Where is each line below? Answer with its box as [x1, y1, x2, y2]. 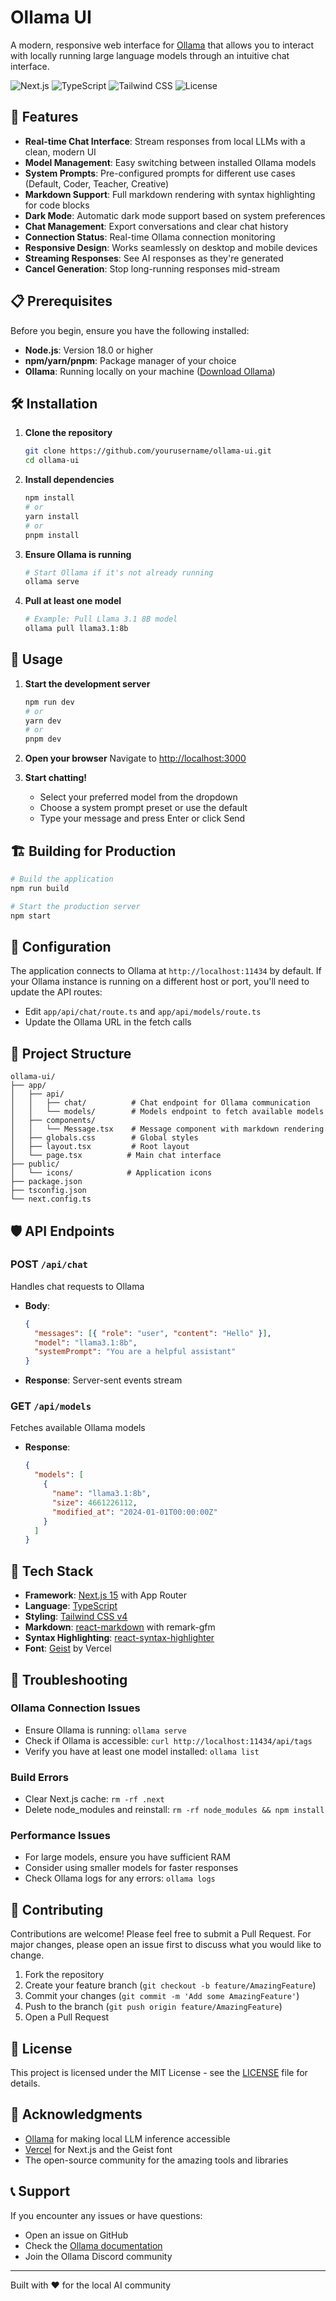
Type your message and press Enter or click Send [39, 812, 246, 825]
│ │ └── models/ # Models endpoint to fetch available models [10, 1107, 325, 1117]
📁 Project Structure [10, 1045, 132, 1062]
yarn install [24, 511, 80, 521]
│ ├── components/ [10, 1116, 97, 1126]
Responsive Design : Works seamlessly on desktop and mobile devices [24, 241, 318, 253]
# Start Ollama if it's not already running [24, 567, 214, 578]
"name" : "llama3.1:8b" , [51, 1489, 152, 1499]
